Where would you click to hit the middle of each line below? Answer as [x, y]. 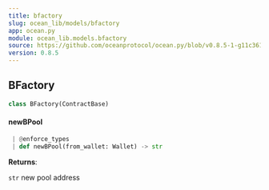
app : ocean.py [32, 30]
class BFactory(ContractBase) [59, 104]
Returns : [23, 162]
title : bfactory [35, 16]
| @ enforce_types [40, 139]
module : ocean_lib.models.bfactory [68, 38]
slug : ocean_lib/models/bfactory [64, 23]
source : [21, 46]
